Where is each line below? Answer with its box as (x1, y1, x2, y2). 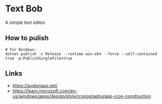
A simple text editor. (5, 19, 46, 25)
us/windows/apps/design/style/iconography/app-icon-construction (12, 93, 151, 99)
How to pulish (5, 34, 49, 42)
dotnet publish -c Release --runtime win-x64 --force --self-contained (5, 51, 157, 56)
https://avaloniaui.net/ (12, 83, 58, 89)
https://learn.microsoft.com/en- (12, 88, 78, 94)
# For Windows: (5, 47, 37, 52)
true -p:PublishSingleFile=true (5, 56, 72, 61)
